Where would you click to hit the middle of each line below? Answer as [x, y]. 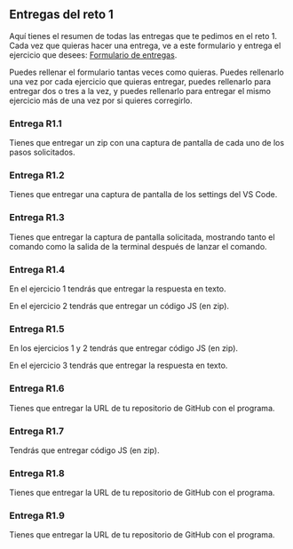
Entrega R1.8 [37, 473]
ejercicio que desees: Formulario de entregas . [93, 55]
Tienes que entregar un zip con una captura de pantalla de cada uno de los [147, 143]
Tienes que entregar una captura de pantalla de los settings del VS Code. [143, 195]
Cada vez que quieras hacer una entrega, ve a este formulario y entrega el [145, 45]
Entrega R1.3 [37, 218]
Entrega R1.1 [36, 123]
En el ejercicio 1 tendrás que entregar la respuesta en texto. [118, 289]
